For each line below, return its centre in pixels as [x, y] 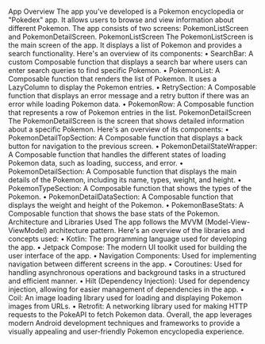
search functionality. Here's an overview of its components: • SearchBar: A [131, 54]
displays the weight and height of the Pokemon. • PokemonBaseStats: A [126, 205]
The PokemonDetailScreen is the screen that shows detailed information [126, 121]
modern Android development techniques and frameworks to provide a [124, 323]
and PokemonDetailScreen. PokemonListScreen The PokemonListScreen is [131, 36]
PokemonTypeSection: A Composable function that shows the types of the [130, 188]
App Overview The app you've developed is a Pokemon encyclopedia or [126, 11]
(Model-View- [228, 222]
